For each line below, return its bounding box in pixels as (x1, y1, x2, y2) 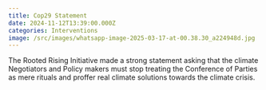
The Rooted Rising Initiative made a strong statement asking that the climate (8, 56, 259, 65)
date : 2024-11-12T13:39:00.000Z (8, 19, 116, 27)
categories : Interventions (8, 26, 98, 34)
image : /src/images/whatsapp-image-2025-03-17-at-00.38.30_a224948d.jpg (8, 33, 256, 42)
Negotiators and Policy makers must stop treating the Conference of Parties (8, 65, 258, 74)
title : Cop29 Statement (8, 11, 88, 20)
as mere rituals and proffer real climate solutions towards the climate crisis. (8, 72, 256, 82)
